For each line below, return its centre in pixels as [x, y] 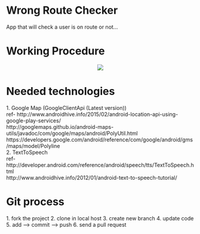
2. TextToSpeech [27, 152]
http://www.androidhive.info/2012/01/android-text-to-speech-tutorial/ [92, 177]
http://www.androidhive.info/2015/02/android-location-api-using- [98, 114]
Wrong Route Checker [62, 10]
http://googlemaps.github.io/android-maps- [60, 127]
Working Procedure [56, 51]
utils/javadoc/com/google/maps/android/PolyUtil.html [72, 133]
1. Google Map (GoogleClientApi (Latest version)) [67, 107]
